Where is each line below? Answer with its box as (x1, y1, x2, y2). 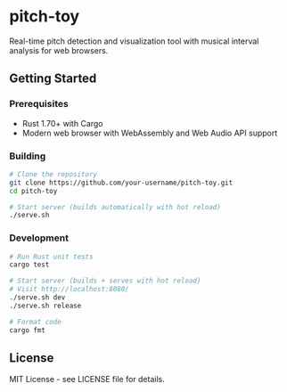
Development (9, 232, 70, 244)
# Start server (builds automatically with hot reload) (9, 202, 221, 211)
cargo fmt (9, 325, 46, 335)
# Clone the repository (9, 169, 98, 179)
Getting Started (9, 71, 97, 86)
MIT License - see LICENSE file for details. (9, 374, 165, 385)
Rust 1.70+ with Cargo (21, 118, 104, 128)
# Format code (9, 317, 62, 326)
